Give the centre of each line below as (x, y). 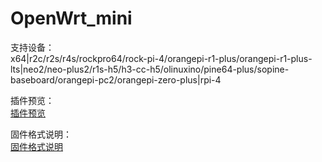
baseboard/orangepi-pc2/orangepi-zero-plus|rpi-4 (116, 79)
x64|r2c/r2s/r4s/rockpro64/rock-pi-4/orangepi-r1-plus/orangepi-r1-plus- (161, 58)
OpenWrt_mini (71, 18)
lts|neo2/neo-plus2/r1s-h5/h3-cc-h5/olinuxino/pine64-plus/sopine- (150, 69)
